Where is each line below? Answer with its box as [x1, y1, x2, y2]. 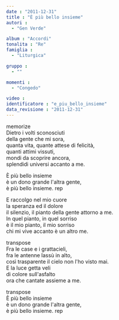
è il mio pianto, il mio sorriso [6, 221, 75, 228]
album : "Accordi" [6, 36, 52, 42]
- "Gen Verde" [11, 25, 46, 31]
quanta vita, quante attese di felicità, [6, 142, 95, 149]
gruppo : [6, 63, 28, 69]
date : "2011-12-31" [6, 8, 57, 15]
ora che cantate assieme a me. [6, 277, 81, 284]
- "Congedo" [11, 85, 41, 91]
